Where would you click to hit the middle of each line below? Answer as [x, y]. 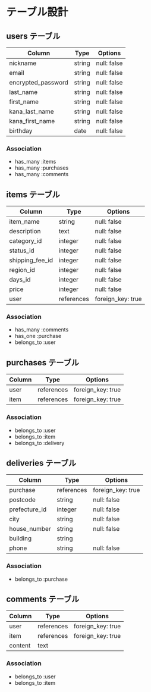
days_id [20, 280]
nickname [23, 63]
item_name [24, 222]
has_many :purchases [42, 168]
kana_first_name [32, 121]
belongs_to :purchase [41, 579]
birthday [21, 131]
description [25, 231]
